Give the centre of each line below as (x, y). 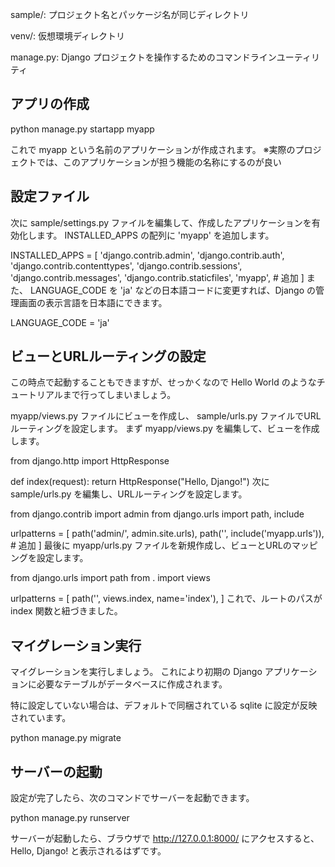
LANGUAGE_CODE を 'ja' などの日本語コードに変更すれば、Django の (172, 290)
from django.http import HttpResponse (90, 461)
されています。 (41, 718)
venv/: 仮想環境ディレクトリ (67, 36)
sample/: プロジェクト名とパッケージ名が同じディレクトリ (130, 14)
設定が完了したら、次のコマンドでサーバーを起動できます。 (132, 798)
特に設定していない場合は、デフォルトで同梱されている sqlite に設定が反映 (164, 705)
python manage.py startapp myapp (82, 129)
